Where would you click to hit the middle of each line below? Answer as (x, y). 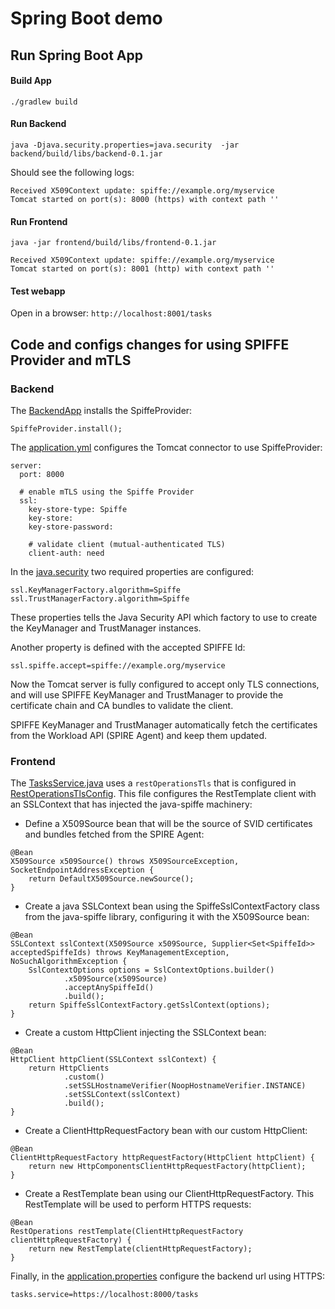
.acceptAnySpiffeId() (109, 988)
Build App (31, 81)
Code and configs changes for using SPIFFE (150, 344)
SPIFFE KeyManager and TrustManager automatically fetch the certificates (164, 725)
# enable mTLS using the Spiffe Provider (107, 492)
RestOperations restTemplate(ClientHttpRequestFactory (127, 1232)
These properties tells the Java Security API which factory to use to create (164, 618)
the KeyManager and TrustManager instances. (106, 628)
